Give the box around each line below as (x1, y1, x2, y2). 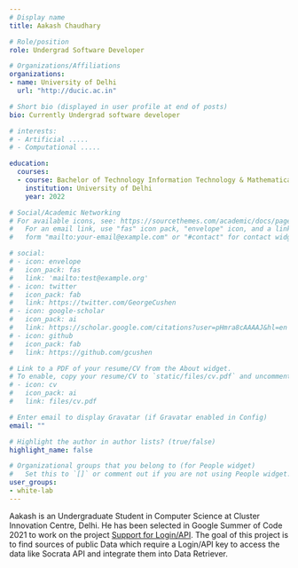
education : (9, 159, 50, 169)
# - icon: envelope (9, 257, 82, 266)
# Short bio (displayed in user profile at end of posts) (9, 102, 228, 111)
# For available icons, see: (9, 217, 117, 225)
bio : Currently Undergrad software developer (9, 110, 180, 120)
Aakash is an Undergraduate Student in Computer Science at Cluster (9, 510, 260, 521)
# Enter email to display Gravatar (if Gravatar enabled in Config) (9, 413, 268, 422)
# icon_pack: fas (9, 265, 82, 274)
